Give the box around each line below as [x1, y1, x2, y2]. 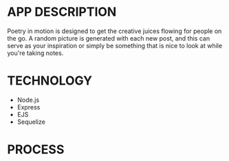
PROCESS [7, 142, 65, 158]
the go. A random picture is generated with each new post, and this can [7, 34, 210, 42]
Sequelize [17, 118, 46, 126]
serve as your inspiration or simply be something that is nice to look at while [7, 41, 222, 50]
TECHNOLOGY [7, 73, 93, 89]
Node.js [17, 96, 40, 104]
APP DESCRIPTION [7, 4, 117, 20]
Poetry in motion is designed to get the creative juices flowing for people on [7, 27, 222, 35]
